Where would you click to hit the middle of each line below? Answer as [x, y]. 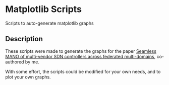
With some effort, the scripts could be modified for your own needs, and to [83, 71]
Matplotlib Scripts [44, 9]
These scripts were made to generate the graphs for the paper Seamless [81, 51]
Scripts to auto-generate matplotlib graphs [50, 23]
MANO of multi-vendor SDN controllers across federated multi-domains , [80, 56]
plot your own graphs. [28, 77]
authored [15, 62]
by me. [32, 62]
